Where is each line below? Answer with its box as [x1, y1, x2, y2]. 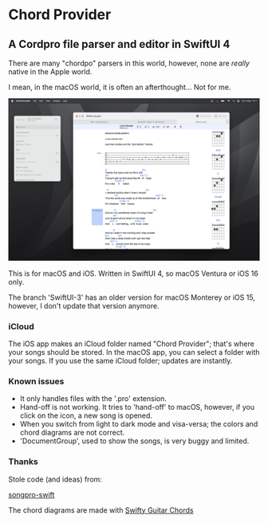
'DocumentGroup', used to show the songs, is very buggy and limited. [19, 436, 250, 446]
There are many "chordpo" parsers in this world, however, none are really [8, 58, 250, 68]
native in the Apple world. [8, 67, 93, 77]
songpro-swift [8, 490, 55, 499]
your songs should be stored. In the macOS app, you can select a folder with [8, 348, 261, 357]
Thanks [8, 456, 38, 467]
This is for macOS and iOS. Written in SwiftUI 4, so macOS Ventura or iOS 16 [8, 269, 259, 278]
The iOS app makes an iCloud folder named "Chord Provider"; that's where [8, 339, 255, 348]
